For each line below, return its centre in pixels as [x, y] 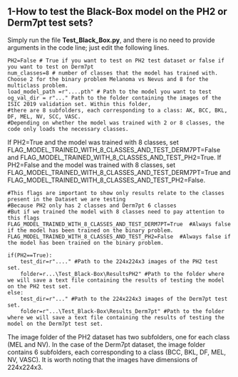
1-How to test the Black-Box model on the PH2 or [118, 12]
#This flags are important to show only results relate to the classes [116, 193]
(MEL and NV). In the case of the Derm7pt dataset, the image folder [106, 344]
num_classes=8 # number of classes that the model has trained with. [113, 73]
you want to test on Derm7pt [51, 67]
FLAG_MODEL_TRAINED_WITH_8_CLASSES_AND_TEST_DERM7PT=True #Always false [119, 224]
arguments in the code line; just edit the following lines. [88, 47]
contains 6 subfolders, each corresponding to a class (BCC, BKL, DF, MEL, [117, 352]
